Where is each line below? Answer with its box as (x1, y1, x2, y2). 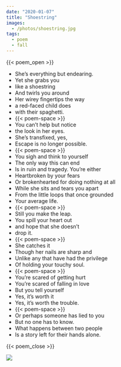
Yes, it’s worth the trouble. (14, 299, 79, 306)
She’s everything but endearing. (14, 70, 94, 77)
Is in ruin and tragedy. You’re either (14, 165, 101, 172)
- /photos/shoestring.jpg (11, 25, 76, 32)
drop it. (14, 229, 33, 236)
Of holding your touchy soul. (14, 261, 85, 268)
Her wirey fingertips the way (14, 95, 85, 102)
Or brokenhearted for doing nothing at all (14, 178, 116, 186)
